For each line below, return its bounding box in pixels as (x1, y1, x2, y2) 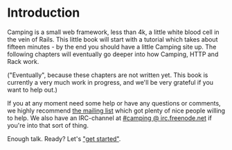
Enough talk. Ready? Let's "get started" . (7, 134, 121, 143)
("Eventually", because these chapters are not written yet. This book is (7, 71, 208, 79)
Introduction (7, 5, 80, 21)
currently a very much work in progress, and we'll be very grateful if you (7, 78, 213, 86)
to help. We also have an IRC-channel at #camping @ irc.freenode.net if (7, 113, 213, 122)
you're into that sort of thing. (7, 121, 89, 129)
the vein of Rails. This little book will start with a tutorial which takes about (7, 35, 218, 43)
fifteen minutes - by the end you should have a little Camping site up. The (7, 42, 217, 51)
